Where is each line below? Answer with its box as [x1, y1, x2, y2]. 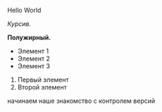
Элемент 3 [17, 62, 51, 70]
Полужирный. [7, 33, 51, 42]
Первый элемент [17, 75, 69, 84]
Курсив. [7, 20, 32, 27]
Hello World [7, 6, 42, 14]
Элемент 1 [17, 47, 49, 55]
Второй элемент [17, 83, 67, 91]
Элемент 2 [17, 54, 51, 63]
